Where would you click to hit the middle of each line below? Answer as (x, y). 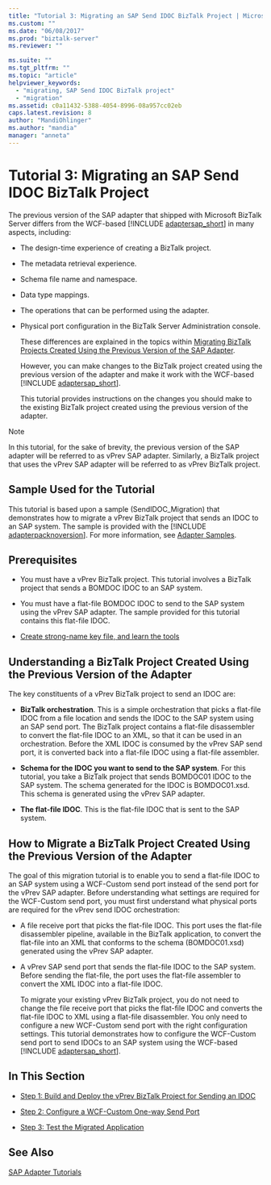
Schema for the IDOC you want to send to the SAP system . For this (133, 768)
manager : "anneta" (39, 136)
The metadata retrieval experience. (78, 263)
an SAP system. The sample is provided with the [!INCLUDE (108, 526)
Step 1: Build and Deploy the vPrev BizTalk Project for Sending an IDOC (138, 1095)
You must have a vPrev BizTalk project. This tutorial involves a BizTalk (135, 580)
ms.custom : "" (32, 23)
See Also (31, 1152)
